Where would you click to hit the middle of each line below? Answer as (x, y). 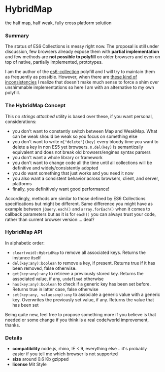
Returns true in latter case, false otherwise (55, 289)
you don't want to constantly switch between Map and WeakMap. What (85, 131)
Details (14, 338)
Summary (17, 36)
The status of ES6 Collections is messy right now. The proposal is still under (82, 46)
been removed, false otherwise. (44, 268)
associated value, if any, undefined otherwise (58, 279)
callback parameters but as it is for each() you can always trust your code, (81, 214)
